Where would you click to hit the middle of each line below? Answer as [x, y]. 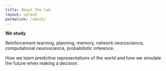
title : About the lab [28, 10]
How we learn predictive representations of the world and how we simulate [83, 58]
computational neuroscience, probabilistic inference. [60, 48]
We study [16, 33]
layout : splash [21, 14]
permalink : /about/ [26, 19]
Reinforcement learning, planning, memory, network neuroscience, [75, 43]
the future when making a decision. [42, 63]
